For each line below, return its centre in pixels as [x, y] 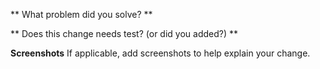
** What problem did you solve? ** [81, 14]
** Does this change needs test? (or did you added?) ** [124, 33]
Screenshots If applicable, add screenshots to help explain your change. [160, 53]
